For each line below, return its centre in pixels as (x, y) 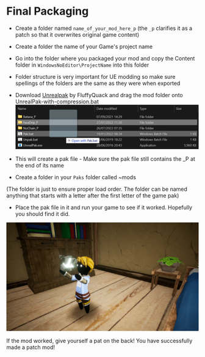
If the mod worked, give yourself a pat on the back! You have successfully (99, 340)
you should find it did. (42, 214)
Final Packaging (48, 11)
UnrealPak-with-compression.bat (57, 101)
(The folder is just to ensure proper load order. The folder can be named (97, 189)
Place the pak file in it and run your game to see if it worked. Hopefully (104, 208)
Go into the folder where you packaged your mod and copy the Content (105, 58)
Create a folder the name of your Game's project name (84, 46)
